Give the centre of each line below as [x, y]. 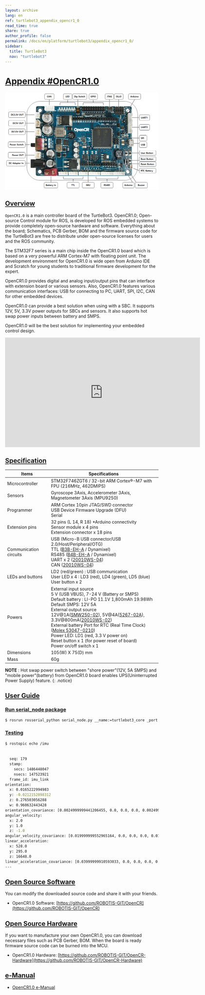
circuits [14, 555]
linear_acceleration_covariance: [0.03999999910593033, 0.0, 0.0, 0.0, [79, 862]
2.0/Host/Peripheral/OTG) [77, 544]
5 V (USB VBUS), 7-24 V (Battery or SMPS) [95, 594]
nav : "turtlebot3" [28, 56]
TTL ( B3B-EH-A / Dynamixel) [81, 549]
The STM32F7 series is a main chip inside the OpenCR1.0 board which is [78, 250]
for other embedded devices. [34, 296]
